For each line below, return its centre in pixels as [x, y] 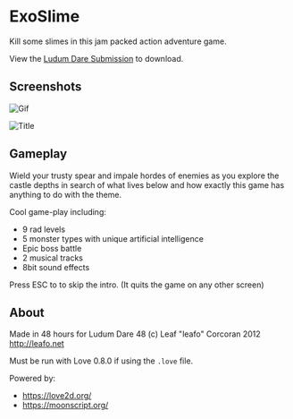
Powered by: [33, 379]
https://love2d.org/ [57, 396]
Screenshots [46, 87]
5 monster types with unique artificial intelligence [113, 238]
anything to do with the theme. [66, 194]
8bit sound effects [56, 267]
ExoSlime [45, 17]
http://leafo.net [37, 344]
